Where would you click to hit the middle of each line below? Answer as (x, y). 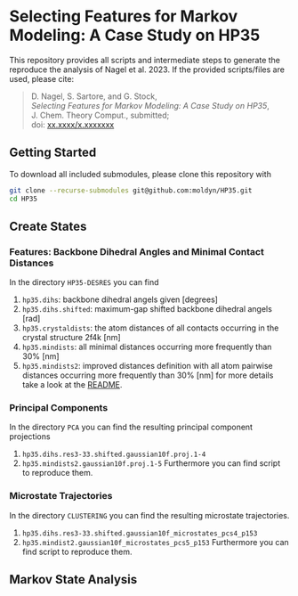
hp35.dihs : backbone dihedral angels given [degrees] (120, 299)
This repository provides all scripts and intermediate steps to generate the (145, 60)
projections (30, 437)
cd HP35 (24, 199)
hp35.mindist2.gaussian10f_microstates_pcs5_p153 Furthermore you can (155, 542)
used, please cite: (42, 78)
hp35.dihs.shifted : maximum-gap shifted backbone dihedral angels (147, 309)
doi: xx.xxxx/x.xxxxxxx (72, 124)
